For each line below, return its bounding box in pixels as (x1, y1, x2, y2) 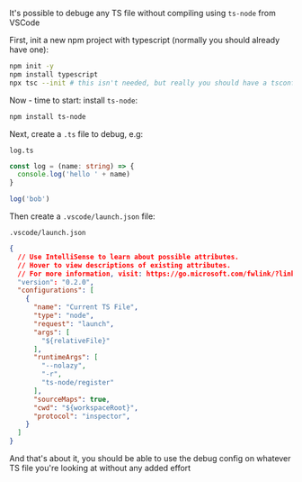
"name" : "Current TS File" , (32, 303, 139, 312)
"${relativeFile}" (41, 336, 111, 345)
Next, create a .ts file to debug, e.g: (9, 128, 144, 139)
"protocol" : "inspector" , (32, 412, 130, 421)
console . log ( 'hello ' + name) (17, 170, 130, 179)
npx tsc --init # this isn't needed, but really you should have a (9, 78, 268, 87)
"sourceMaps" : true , (32, 395, 111, 404)
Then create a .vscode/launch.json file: (9, 211, 155, 222)
